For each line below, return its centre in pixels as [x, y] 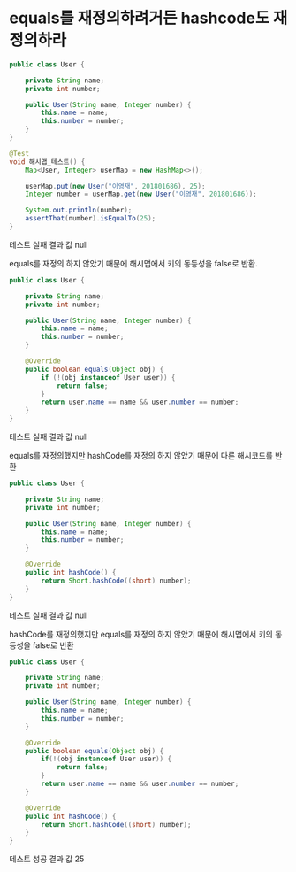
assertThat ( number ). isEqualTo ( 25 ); [91, 219]
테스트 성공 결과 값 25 [47, 859]
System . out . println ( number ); [79, 210]
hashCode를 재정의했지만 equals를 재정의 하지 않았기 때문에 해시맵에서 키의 [141, 634]
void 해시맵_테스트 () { [47, 162]
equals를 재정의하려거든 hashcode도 [140, 18]
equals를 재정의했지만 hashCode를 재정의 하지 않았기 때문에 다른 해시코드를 [141, 456]
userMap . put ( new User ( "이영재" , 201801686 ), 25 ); [115, 186]
